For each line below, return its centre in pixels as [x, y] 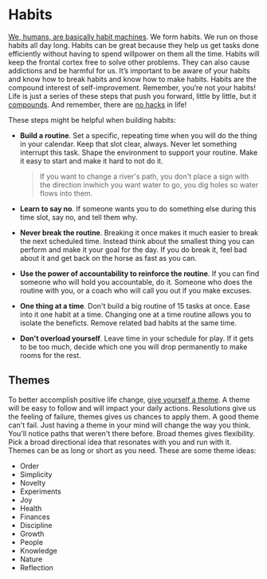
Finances [35, 517]
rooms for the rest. [50, 355]
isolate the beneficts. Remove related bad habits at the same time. [128, 323]
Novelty [33, 482]
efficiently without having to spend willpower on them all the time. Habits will [134, 53]
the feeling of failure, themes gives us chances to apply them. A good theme [133, 416]
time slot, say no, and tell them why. [79, 217]
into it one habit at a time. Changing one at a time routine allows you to [135, 314]
